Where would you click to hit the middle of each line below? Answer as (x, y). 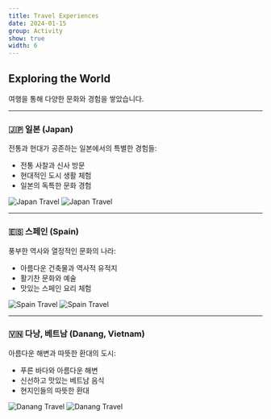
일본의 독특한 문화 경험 (56, 185)
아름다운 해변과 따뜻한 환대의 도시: (62, 353)
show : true (27, 38)
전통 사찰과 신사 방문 (52, 165)
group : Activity (35, 31)
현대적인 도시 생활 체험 (56, 176)
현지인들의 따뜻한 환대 (55, 390)
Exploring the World (60, 79)
